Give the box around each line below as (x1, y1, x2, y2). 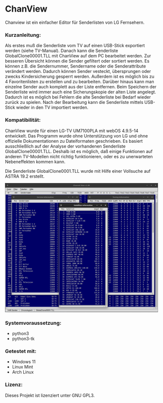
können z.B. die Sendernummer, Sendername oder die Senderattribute (5, 63, 147, 69)
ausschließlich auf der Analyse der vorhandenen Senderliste (5, 143, 126, 149)
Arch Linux (12, 369, 34, 375)
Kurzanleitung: (5, 32, 41, 38)
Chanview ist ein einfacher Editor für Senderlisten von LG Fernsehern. (5, 19, 145, 25)
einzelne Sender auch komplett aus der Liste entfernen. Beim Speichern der (5, 84, 157, 90)
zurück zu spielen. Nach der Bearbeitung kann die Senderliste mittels (5, 100, 144, 105)
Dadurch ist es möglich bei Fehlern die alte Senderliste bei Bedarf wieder (5, 94, 151, 100)
